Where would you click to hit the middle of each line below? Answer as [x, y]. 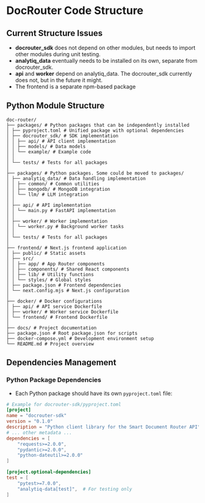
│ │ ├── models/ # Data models [46, 146]
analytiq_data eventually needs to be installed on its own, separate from [106, 61]
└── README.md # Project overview [50, 344]
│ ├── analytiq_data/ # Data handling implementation [76, 178]
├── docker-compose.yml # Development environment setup [80, 338]
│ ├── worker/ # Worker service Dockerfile [63, 312]
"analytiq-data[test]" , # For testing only [75, 489]
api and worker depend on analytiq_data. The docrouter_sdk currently [103, 73]
